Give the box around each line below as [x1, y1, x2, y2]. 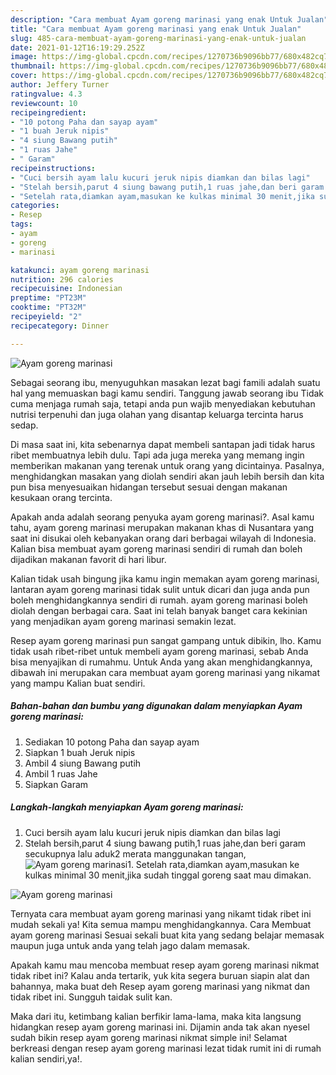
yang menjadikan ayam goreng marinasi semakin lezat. [10, 615, 237, 627]
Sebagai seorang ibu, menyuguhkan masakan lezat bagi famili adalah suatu [10, 376, 321, 388]
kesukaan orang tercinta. [10, 491, 113, 503]
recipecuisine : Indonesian [10, 284, 123, 294]
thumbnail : [10, 61, 56, 71]
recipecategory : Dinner [10, 321, 110, 331]
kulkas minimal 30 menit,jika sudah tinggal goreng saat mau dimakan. [24, 869, 312, 881]
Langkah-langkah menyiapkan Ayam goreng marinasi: [10, 801, 244, 813]
